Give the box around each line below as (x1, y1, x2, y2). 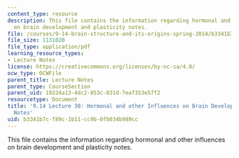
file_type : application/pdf (7, 43, 91, 50)
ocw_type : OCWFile (7, 69, 62, 77)
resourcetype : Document (7, 96, 78, 103)
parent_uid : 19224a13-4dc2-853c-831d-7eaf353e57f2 (7, 89, 161, 96)
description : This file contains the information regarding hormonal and (7, 17, 231, 24)
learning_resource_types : (7, 50, 84, 57)
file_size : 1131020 (7, 37, 65, 44)
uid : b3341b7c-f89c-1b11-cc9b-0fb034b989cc (7, 115, 139, 123)
